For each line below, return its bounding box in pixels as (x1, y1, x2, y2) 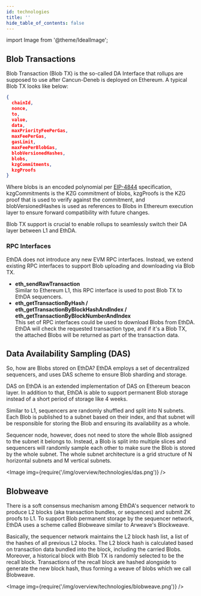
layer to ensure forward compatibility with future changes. (6, 209, 150, 217)
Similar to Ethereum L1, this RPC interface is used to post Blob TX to (14, 286, 183, 293)
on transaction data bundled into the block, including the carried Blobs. (6, 545, 182, 553)
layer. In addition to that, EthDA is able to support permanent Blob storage (6, 389, 188, 396)
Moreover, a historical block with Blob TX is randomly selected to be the (6, 552, 184, 559)
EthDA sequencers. (14, 293, 63, 300)
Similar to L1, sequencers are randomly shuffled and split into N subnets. (6, 407, 185, 414)
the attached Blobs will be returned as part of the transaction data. (14, 331, 180, 339)
